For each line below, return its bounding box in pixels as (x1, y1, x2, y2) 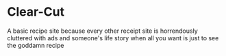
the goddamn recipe (7, 41, 64, 49)
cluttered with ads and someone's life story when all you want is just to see (7, 33, 219, 42)
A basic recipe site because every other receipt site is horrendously (7, 27, 199, 35)
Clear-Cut (7, 4, 65, 20)
